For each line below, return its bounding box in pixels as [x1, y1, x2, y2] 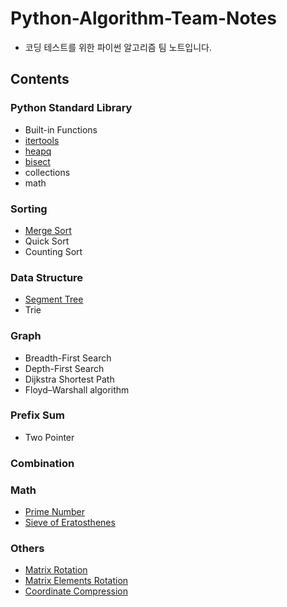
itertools [24, 134, 60, 146]
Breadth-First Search [24, 352, 112, 364]
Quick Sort [24, 235, 70, 247]
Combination [10, 456, 75, 470]
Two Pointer [24, 431, 75, 443]
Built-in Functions [24, 123, 98, 136]
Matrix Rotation [24, 564, 88, 576]
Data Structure [10, 270, 84, 284]
